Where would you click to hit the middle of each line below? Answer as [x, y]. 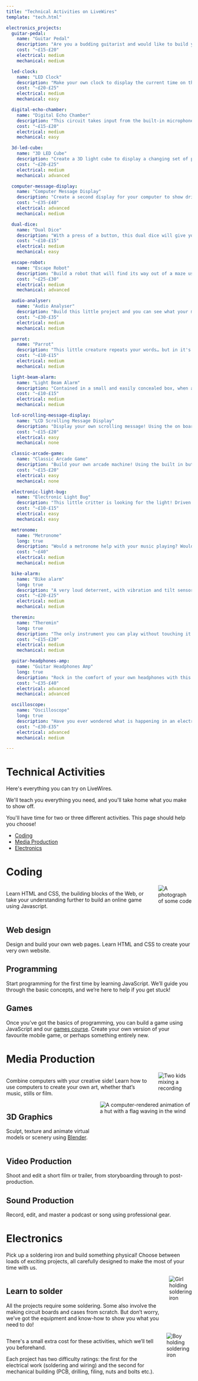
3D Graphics [29, 1117]
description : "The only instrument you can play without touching [100, 634]
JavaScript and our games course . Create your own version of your [88, 1029]
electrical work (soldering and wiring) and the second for [75, 1365]
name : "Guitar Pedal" [43, 39]
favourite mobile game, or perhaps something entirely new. [77, 1035]
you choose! [21, 824]
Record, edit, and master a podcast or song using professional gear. [89, 1215]
